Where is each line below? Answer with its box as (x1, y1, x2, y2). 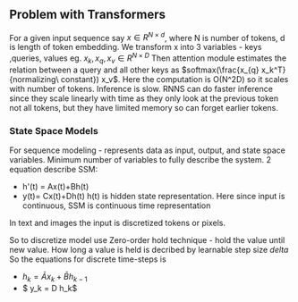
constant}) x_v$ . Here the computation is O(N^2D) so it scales (60, 73, 289, 84)
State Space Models (9, 124, 98, 137)
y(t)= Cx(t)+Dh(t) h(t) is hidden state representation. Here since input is (21, 191, 285, 202)
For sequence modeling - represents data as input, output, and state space (9, 145, 286, 155)
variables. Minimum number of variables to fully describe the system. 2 (9, 155, 271, 165)
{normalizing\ (9, 73, 60, 84)
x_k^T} (260, 64, 286, 75)
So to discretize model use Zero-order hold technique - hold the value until (9, 235, 285, 246)
